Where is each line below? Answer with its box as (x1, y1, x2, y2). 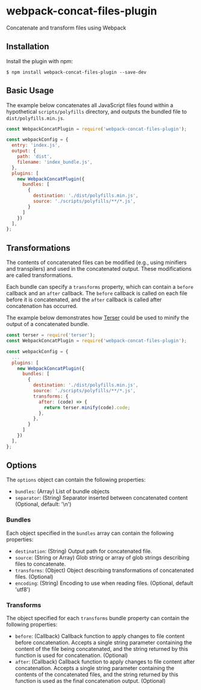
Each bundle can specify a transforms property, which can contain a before (6, 283, 194, 291)
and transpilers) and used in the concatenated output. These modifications (6, 265, 192, 273)
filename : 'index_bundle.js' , (17, 159, 93, 165)
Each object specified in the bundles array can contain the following (6, 529, 174, 537)
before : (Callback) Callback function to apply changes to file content (14, 633, 185, 640)
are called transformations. (6, 272, 73, 279)
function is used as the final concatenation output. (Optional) (14, 677, 166, 685)
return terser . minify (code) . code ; (44, 404, 131, 410)
